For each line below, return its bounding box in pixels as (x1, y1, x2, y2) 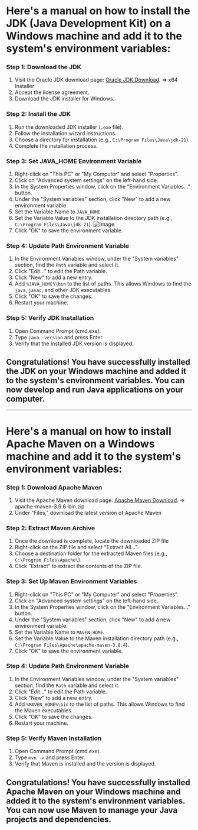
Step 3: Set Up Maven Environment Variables (6, 578, 137, 586)
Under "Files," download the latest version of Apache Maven (14, 509, 162, 516)
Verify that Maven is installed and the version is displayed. (14, 760, 156, 767)
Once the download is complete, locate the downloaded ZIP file (14, 537, 169, 544)
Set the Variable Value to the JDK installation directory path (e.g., (14, 215, 173, 222)
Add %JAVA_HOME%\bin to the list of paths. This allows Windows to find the (14, 280, 192, 287)
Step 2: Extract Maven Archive (6, 524, 95, 532)
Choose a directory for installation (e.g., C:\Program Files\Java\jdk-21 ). (14, 136, 190, 143)
